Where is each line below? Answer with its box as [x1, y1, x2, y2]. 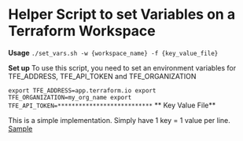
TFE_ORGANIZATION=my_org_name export [8, 93, 132, 101]
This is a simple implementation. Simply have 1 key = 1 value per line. [8, 115, 230, 125]
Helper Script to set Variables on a [8, 5, 236, 23]
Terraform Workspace [8, 22, 156, 40]
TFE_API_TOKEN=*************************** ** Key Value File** [8, 100, 216, 110]
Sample [8, 124, 33, 133]
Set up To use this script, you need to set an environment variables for [8, 63, 237, 72]
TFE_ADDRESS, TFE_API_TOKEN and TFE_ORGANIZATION [8, 71, 197, 81]
